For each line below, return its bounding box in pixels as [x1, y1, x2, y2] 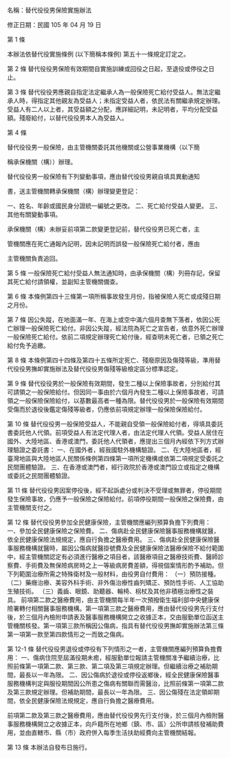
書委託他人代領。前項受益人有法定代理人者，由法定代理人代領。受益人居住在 [7, 428, 224, 437]
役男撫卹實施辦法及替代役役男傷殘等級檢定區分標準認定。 [19, 365, 182, 372]
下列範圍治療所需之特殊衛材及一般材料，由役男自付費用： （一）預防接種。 [7, 570, 220, 578]
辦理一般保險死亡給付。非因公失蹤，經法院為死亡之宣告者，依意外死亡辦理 [12, 324, 224, 332]
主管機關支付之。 [7, 503, 56, 512]
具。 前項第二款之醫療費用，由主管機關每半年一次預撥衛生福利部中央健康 [7, 596, 214, 604]
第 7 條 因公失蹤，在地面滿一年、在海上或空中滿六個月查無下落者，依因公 [7, 316, 214, 323]
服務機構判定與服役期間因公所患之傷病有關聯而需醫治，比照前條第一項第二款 [7, 679, 224, 688]
